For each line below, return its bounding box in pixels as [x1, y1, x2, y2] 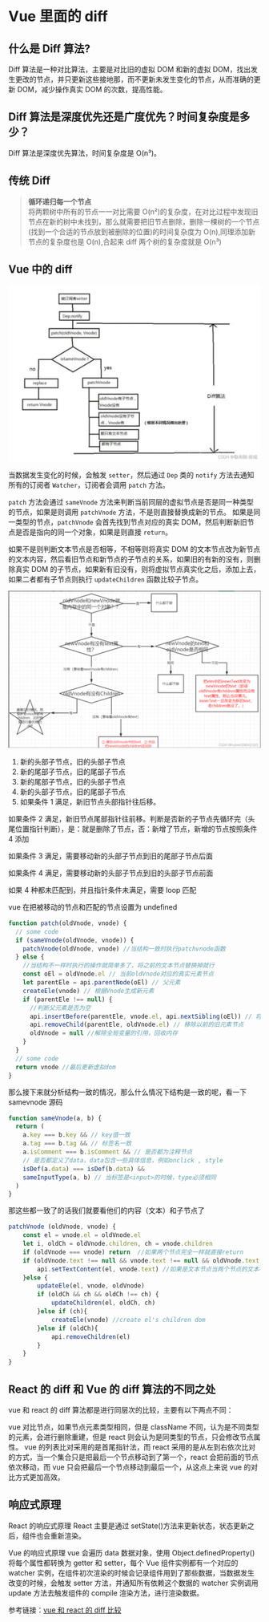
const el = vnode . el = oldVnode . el [22, 1231, 142, 1239]
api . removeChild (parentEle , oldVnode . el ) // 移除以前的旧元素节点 [29, 1020, 244, 1029]
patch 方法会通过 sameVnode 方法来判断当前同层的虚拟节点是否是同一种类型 [8, 497, 255, 506]
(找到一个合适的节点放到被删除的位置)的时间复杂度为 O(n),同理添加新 [27, 226, 256, 237]
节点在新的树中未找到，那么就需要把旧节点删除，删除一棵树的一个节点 [27, 217, 260, 226]
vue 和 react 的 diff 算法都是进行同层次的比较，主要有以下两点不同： [8, 1405, 234, 1414]
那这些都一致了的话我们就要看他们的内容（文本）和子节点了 [8, 1206, 205, 1215]
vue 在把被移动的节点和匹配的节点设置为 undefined [8, 902, 178, 911]
